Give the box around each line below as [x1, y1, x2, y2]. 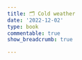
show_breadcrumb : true [7, 36, 73, 43]
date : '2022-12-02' [7, 17, 64, 24]
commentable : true [7, 29, 60, 37]
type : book [7, 23, 39, 30]
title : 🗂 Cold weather [7, 10, 76, 17]
